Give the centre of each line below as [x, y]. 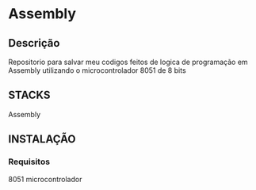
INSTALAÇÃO [42, 139]
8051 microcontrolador [45, 179]
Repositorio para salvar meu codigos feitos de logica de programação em [128, 62]
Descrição [34, 43]
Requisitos [29, 161]
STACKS [29, 95]
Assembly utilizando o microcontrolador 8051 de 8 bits [97, 70]
